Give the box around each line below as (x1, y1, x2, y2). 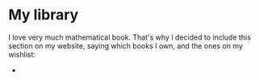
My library (8, 6, 79, 24)
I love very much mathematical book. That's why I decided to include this (8, 32, 252, 42)
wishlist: (8, 49, 36, 59)
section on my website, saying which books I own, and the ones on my (8, 40, 244, 50)
